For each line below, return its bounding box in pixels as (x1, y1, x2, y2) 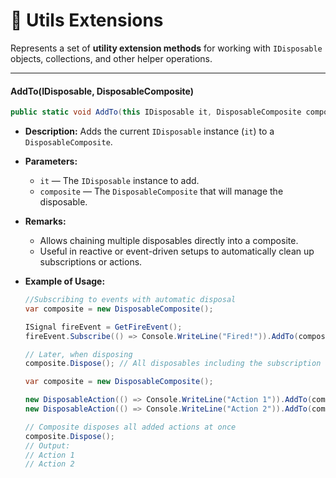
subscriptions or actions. (39, 256, 143, 268)
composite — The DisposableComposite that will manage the (39, 185, 284, 198)
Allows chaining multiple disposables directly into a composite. (39, 235, 299, 247)
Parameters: (24, 155, 78, 168)
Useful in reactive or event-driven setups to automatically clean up (39, 245, 315, 258)
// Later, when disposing (24, 349, 133, 359)
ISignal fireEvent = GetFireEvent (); (24, 322, 183, 332)
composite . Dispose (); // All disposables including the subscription (24, 359, 322, 369)
